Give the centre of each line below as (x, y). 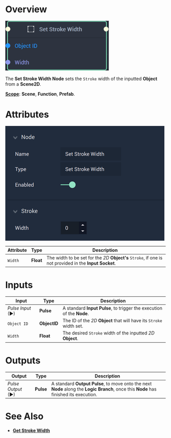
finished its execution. (74, 394)
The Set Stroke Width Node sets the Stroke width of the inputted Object (81, 79)
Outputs (23, 360)
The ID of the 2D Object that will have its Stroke (112, 321)
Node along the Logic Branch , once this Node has (104, 389)
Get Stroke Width (31, 430)
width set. (73, 326)
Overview (26, 9)
